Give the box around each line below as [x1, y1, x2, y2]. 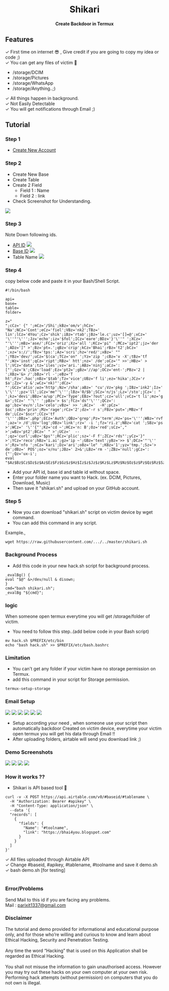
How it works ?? [5, 773, 45, 780]
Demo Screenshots [5, 749, 53, 756]
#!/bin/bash [5, 288, 30, 293]
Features [5, 35, 34, 44]
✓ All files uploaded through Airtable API [5, 857, 90, 863]
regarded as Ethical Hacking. [5, 953, 65, 959]
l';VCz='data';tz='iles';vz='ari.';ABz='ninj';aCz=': [5, 363, 121, 368]
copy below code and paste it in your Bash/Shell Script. [5, 278, 120, 284]
